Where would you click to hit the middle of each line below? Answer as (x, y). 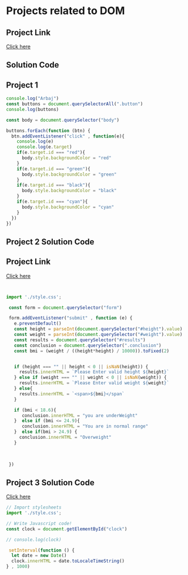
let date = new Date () (39, 556)
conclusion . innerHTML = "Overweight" (65, 438)
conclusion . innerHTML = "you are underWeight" (80, 415)
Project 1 (22, 85)
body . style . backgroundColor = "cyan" (68, 207)
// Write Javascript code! (39, 523)
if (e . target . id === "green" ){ (54, 169)
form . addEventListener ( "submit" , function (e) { (70, 318)
